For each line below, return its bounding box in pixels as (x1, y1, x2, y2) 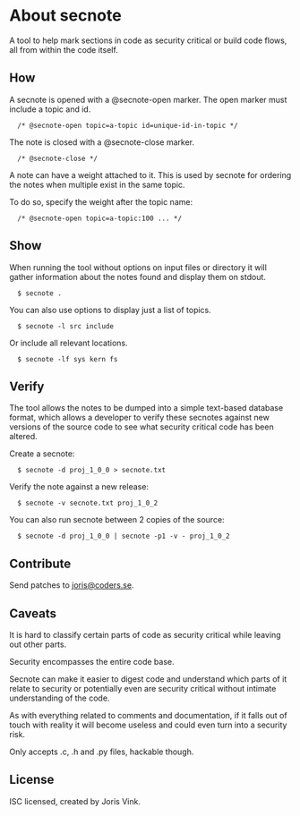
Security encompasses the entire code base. (9, 657, 175, 667)
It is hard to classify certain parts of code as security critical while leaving (9, 630, 281, 640)
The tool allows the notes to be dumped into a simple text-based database (9, 403, 284, 413)
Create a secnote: (9, 448, 75, 459)
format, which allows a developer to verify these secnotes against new (9, 412, 270, 423)
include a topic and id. (9, 104, 91, 115)
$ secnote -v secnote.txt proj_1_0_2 (17, 498, 159, 508)
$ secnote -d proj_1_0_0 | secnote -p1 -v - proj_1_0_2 (17, 531, 230, 541)
